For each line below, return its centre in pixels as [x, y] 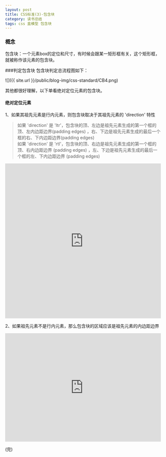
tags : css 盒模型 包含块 [28, 24]
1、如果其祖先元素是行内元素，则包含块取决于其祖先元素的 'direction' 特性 [80, 114]
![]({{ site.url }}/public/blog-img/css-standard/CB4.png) [62, 80]
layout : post [19, 10]
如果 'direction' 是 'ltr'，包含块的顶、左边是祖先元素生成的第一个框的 [87, 125]
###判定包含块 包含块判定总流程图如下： [47, 70]
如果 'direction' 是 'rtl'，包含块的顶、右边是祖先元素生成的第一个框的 [87, 144]
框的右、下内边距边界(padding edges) [56, 137]
